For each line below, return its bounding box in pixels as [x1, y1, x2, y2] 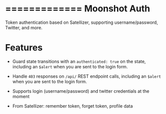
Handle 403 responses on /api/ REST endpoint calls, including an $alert [12, 73, 161, 79]
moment [12, 93, 30, 99]
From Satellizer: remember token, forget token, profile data [12, 103, 133, 109]
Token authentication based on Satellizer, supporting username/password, [5, 19, 158, 25]
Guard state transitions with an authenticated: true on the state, [12, 58, 146, 64]
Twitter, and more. [5, 24, 43, 30]
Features [5, 42, 43, 54]
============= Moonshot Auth [5, 3, 151, 14]
